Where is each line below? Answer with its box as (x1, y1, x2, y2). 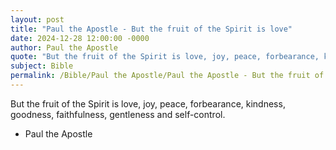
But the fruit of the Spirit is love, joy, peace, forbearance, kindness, (10, 97, 286, 110)
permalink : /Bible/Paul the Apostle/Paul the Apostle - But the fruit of (10, 71, 325, 81)
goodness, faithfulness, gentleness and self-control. (10, 108, 226, 120)
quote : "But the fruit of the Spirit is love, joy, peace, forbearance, (10, 52, 320, 62)
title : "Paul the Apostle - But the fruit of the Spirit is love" (10, 24, 293, 34)
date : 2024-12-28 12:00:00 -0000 (10, 33, 150, 43)
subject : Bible (10, 61, 74, 71)
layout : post (10, 14, 65, 25)
